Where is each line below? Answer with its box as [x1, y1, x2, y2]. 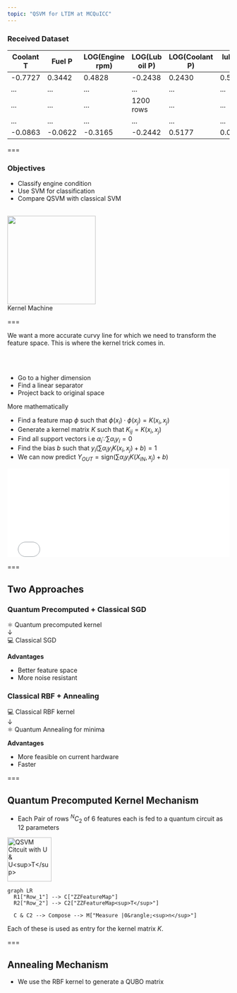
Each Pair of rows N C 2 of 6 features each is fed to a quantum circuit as [17, 813, 224, 824]
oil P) [138, 61, 156, 71]
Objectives [7, 163, 46, 173]
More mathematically [7, 402, 69, 411]
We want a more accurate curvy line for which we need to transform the [7, 331, 217, 340]
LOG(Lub [131, 52, 162, 61]
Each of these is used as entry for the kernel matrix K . [7, 924, 164, 933]
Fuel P [51, 56, 73, 66]
